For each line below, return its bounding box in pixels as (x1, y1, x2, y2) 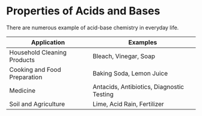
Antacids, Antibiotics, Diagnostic (92, 83, 185, 91)
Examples (128, 38, 158, 46)
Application (31, 38, 65, 46)
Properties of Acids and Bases (6, 4, 161, 18)
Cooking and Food (9, 65, 61, 74)
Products (9, 56, 35, 64)
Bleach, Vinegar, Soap (92, 52, 155, 60)
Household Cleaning (9, 48, 67, 56)
